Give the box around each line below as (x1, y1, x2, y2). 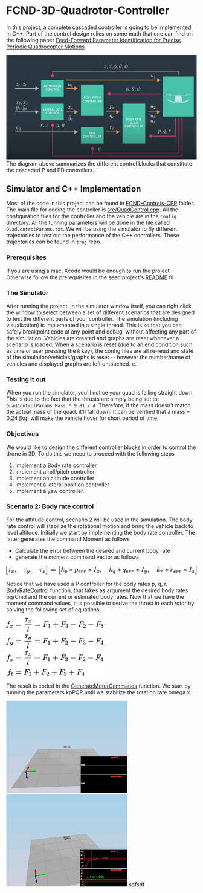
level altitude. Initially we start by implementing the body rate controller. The (6, 529, 195, 536)
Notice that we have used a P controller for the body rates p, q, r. (6, 580, 168, 587)
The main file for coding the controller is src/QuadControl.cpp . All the (6, 206, 178, 213)
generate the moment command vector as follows (14, 553, 139, 561)
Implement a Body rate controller (14, 462, 97, 469)
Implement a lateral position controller (14, 481, 110, 488)
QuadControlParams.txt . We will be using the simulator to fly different (6, 225, 177, 233)
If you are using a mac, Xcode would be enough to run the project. (6, 267, 172, 274)
